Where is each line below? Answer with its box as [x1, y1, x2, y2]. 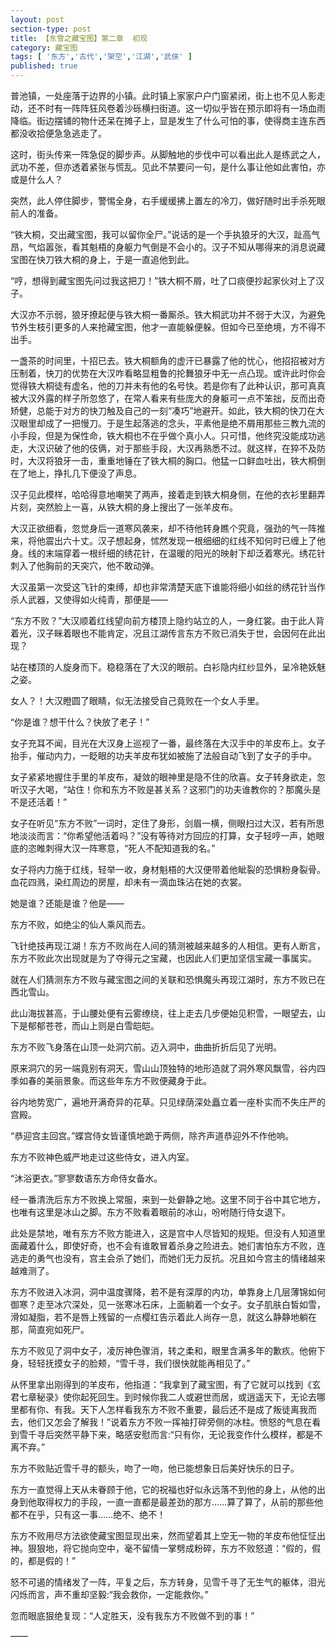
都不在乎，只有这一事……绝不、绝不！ [10, 1509, 167, 1520]
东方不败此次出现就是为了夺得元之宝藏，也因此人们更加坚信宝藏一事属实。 [10, 952, 317, 964]
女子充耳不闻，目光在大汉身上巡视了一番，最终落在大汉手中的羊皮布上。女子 [10, 737, 326, 749]
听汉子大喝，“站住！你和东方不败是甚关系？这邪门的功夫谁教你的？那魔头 [10, 784, 313, 795]
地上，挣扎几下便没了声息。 [27, 467, 142, 479]
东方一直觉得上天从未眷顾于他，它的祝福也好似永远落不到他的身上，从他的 [10, 1484, 317, 1495]
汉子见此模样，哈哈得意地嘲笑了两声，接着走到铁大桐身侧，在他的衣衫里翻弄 [10, 489, 326, 500]
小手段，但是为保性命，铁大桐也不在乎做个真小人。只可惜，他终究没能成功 [10, 430, 317, 441]
